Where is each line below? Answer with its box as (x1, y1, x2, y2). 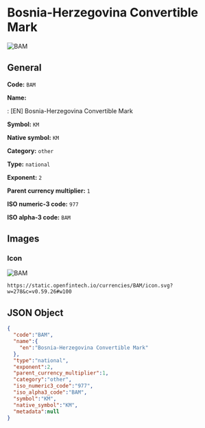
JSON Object (7, 307, 64, 318)
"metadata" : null (13, 408, 60, 415)
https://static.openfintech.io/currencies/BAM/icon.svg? (7, 283, 173, 289)
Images (7, 233, 40, 245)
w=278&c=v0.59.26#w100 (7, 288, 72, 296)
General (7, 62, 43, 73)
